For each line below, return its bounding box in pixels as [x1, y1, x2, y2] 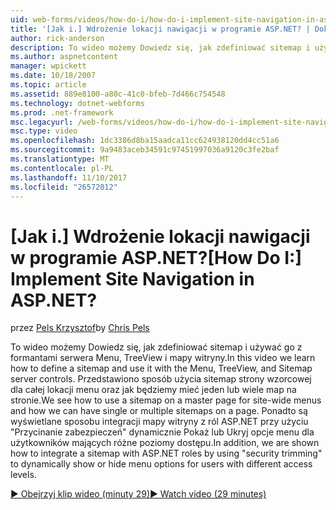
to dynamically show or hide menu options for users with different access [10, 458, 313, 470]
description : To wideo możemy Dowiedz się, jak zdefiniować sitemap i [10, 42, 311, 53]
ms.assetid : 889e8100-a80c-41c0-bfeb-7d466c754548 [10, 89, 226, 99]
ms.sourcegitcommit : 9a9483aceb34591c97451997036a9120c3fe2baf [10, 145, 280, 155]
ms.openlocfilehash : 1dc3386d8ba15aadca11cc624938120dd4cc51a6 [10, 136, 280, 146]
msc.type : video [10, 126, 78, 136]
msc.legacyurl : [10, 117, 74, 127]
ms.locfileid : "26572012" [10, 182, 118, 192]
